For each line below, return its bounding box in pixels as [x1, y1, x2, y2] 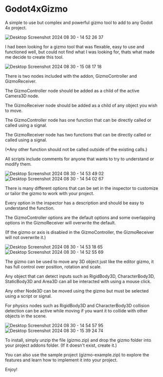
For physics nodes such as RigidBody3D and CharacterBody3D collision [5, 302, 150, 309]
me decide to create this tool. [5, 54, 64, 60]
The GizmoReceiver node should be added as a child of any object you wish [5, 102, 158, 108]
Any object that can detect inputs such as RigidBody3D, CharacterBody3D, [5, 273, 155, 279]
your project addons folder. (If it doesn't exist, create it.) [5, 342, 117, 348]
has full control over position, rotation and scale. [5, 264, 102, 269]
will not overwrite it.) [5, 234, 46, 240]
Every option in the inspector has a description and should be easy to [5, 200, 145, 206]
